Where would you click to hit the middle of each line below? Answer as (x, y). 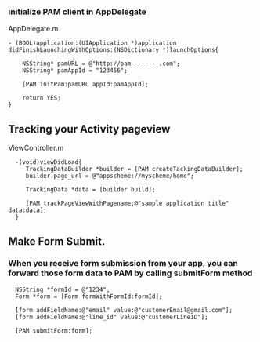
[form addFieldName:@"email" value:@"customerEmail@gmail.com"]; (124, 310)
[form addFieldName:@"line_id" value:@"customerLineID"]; (112, 317)
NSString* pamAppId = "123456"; (75, 71)
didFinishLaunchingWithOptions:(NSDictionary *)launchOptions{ (114, 50)
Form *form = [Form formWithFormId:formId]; (89, 297)
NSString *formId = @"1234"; (63, 289)
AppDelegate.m (33, 29)
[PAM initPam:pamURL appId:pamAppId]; (85, 85)
